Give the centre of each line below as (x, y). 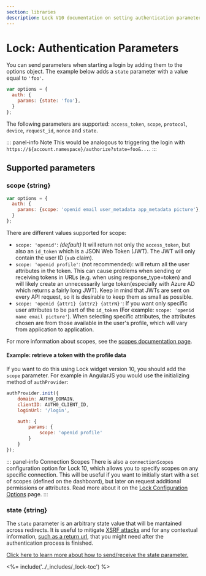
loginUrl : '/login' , (44, 410)
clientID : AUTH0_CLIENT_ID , (53, 405)
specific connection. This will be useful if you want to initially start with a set (103, 474)
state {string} (27, 510)
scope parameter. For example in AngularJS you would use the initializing (98, 375)
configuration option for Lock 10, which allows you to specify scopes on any (102, 468)
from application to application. (55, 329)
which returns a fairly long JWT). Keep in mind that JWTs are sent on (102, 290)
